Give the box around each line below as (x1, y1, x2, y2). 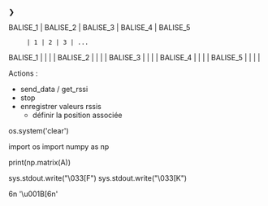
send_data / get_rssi (19, 85, 89, 94)
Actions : (8, 68, 38, 78)
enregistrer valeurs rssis (19, 102, 102, 111)
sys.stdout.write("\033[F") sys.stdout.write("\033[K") (8, 173, 188, 182)
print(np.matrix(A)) (8, 158, 71, 167)
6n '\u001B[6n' (8, 189, 58, 199)
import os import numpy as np (8, 142, 110, 151)
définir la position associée (32, 110, 123, 120)
